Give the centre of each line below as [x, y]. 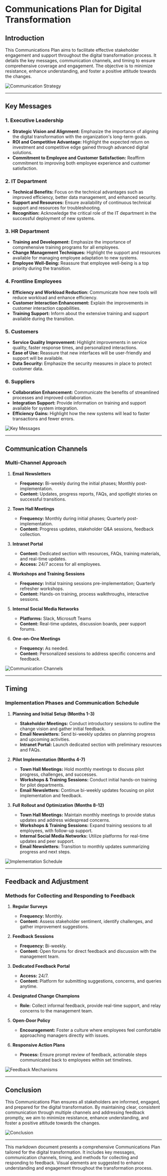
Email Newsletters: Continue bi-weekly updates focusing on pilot [87, 790]
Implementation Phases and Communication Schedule [72, 703]
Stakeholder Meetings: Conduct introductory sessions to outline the [90, 723]
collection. [30, 534]
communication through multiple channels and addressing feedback [75, 1112]
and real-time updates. [43, 559]
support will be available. [38, 358]
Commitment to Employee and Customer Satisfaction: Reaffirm [79, 158]
